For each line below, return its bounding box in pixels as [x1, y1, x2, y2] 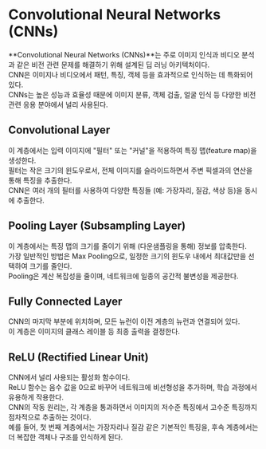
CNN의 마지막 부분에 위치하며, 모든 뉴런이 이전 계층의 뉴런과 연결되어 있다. [8, 317, 241, 326]
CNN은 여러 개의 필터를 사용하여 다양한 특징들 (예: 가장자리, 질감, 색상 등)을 [8, 185, 243, 195]
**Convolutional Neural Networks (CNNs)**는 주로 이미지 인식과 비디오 [8, 49, 241, 59]
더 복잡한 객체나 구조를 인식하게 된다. [8, 432, 123, 442]
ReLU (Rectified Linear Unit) [8, 350, 149, 364]
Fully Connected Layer [8, 294, 123, 308]
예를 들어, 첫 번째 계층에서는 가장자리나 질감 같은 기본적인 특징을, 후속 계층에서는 [8, 423, 259, 432]
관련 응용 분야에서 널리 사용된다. [8, 100, 109, 109]
